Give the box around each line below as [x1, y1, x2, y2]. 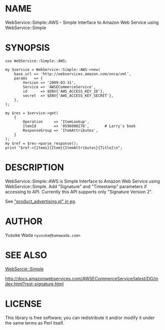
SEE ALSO [5, 249, 47, 261]
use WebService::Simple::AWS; [5, 58, 68, 64]
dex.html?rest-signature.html [5, 281, 64, 287]
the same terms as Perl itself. [5, 320, 64, 326]
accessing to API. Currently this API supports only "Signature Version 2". [5, 189, 153, 195]
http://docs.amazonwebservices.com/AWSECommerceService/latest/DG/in [5, 275, 159, 281]
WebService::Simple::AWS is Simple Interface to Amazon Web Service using [5, 178, 161, 184]
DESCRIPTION [5, 162, 64, 173]
